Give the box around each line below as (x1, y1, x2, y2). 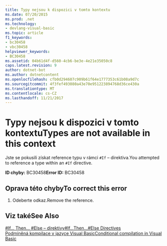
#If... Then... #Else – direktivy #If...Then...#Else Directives (5, 225, 121, 231)
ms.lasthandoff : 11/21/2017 (5, 95, 64, 100)
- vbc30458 (5, 44, 28, 49)
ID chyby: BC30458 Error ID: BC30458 (5, 170, 85, 176)
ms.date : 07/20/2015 (5, 12, 48, 17)
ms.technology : (5, 21, 37, 26)
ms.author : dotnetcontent (5, 72, 59, 77)
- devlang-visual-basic (5, 26, 55, 31)
